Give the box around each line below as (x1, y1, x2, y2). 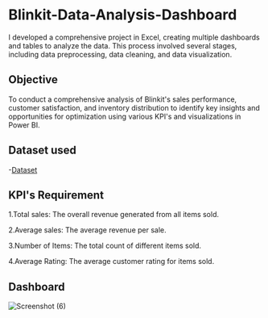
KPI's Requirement (8, 188, 105, 202)
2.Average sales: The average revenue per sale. (8, 225, 167, 235)
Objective (8, 73, 59, 86)
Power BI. (8, 119, 40, 130)
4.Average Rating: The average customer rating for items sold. (8, 257, 215, 266)
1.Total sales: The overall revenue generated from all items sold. (8, 210, 220, 220)
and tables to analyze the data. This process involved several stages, (8, 40, 237, 50)
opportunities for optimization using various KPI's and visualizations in (8, 111, 241, 121)
